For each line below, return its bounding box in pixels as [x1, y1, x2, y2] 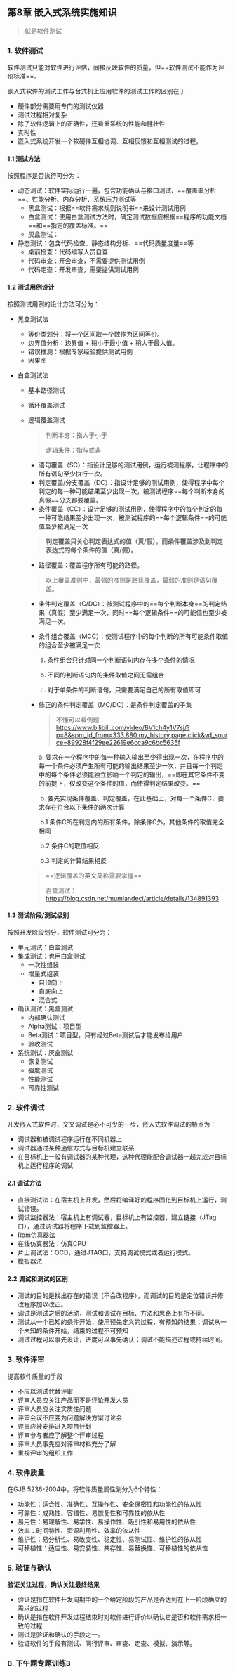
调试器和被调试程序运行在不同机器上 [17, 1135, 123, 1143]
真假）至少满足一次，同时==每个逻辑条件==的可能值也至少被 [51, 608, 227, 616]
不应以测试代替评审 [17, 1387, 74, 1395]
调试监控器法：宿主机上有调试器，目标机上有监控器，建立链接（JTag [17, 1213, 217, 1221]
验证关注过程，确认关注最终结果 [7, 1581, 100, 1589]
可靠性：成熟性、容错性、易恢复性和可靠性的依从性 [17, 1509, 166, 1517]
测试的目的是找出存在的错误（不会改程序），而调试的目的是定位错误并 [17, 1292, 217, 1300]
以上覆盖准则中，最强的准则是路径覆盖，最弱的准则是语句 [45, 576, 212, 584]
